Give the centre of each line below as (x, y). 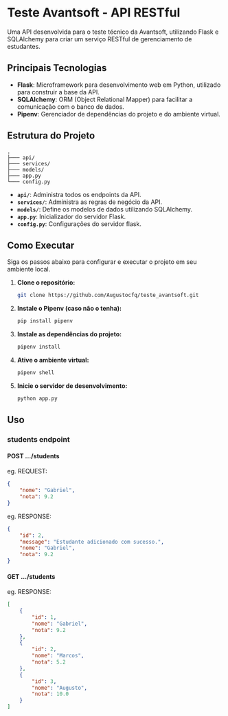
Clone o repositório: (46, 283)
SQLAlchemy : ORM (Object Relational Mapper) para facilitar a (105, 99)
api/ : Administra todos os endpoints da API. (79, 194)
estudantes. (24, 46)
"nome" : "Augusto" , (60, 688)
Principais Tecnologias (57, 68)
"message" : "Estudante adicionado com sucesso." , (92, 542)
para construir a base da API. (58, 92)
